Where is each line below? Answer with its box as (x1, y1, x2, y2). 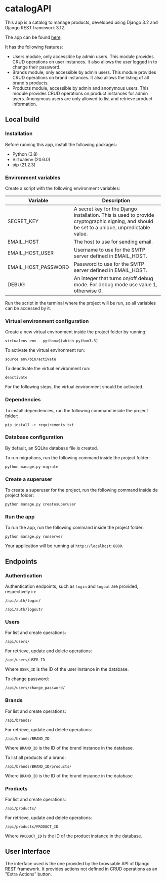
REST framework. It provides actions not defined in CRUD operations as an (5, 866, 158, 872)
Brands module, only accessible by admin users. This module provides (12, 69, 157, 75)
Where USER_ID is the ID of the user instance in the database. (5, 666, 129, 672)
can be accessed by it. (5, 305, 51, 311)
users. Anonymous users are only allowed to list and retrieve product (12, 95, 153, 102)
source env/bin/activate (5, 357, 56, 362)
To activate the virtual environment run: (5, 347, 85, 353)
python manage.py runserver (5, 534, 63, 539)
